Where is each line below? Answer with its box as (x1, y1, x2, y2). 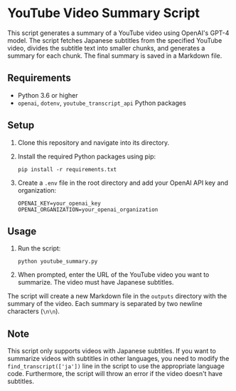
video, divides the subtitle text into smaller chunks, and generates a (7, 44, 205, 52)
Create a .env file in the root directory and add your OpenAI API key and (17, 178, 229, 187)
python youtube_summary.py (17, 258, 98, 265)
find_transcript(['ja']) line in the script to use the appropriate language (7, 362, 225, 370)
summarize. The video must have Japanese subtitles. (17, 278, 174, 287)
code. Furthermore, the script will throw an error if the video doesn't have (7, 370, 222, 378)
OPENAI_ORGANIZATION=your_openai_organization (17, 205, 159, 213)
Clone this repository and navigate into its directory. (17, 138, 170, 147)
